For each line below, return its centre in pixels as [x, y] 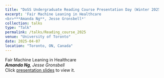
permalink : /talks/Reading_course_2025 [46, 32]
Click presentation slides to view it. [40, 70]
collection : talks [24, 23]
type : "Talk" [18, 28]
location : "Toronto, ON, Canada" [39, 46]
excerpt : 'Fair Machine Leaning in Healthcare [53, 14]
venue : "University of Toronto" [38, 37]
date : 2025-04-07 [23, 41]
